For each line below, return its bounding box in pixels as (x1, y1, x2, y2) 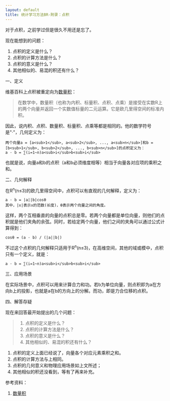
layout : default (5, 7, 39, 13)
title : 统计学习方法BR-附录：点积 (5, 12, 70, 17)
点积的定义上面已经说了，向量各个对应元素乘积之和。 (12, 349, 124, 355)
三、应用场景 (5, 271, 32, 277)
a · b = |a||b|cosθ (5, 198, 47, 203)
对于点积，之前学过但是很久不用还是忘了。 (5, 26, 94, 33)
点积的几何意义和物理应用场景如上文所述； (12, 362, 102, 368)
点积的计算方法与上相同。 (12, 356, 66, 362)
